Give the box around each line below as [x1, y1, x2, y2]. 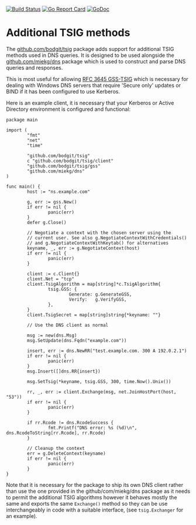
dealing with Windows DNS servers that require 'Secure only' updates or [6, 82, 181, 89]
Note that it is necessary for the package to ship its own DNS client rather [6, 481, 184, 488]
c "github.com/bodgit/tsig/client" [27, 158, 114, 164]
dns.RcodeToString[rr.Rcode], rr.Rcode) [6, 430, 106, 436]
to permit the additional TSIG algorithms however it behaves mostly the [6, 493, 177, 501]
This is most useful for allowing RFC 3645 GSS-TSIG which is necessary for [6, 75, 188, 82]
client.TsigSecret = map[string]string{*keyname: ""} [27, 311, 161, 318]
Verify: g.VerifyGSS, [68, 296, 127, 302]
